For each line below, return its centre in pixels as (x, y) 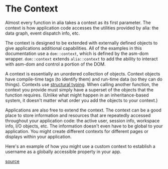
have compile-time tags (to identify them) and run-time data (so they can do (84, 79)
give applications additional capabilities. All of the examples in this (73, 48)
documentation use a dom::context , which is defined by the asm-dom (77, 53)
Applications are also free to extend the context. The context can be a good (83, 110)
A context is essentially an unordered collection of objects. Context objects (83, 73)
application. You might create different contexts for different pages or (77, 131)
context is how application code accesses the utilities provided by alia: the (82, 27)
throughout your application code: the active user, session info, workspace (82, 120)
